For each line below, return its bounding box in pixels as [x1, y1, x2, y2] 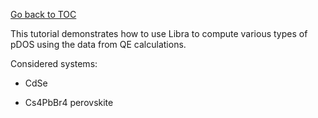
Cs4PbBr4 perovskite [24, 97, 114, 108]
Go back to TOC [10, 9, 77, 20]
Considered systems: [10, 58, 98, 69]
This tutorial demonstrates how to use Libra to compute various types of [10, 28, 308, 39]
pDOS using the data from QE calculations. [10, 39, 187, 50]
